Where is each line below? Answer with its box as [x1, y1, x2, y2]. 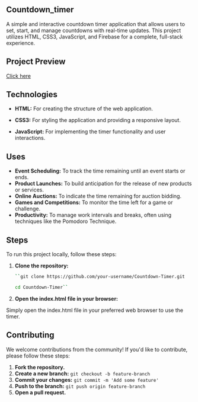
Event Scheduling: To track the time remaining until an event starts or [14, 167, 186, 174]
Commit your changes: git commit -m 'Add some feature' [14, 376, 159, 383]
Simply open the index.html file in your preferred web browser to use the [6, 307, 184, 314]
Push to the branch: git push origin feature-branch [14, 382, 146, 390]
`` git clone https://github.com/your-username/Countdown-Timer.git [14, 274, 185, 280]
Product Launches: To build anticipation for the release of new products [14, 180, 192, 187]
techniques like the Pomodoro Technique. [14, 218, 117, 225]
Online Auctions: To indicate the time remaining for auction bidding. [14, 193, 182, 200]
